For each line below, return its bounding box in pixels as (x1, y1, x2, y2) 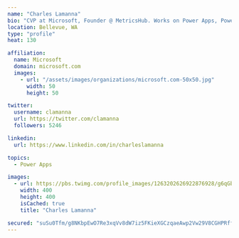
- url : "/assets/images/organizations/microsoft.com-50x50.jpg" (20, 76, 215, 83)
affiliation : (7, 50, 46, 57)
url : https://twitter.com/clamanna (14, 115, 119, 123)
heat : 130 (7, 37, 37, 44)
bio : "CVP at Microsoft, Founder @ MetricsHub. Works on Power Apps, (7, 17, 218, 24)
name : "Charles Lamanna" (7, 10, 81, 18)
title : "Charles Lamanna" (20, 207, 97, 214)
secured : (7, 220, 33, 227)
